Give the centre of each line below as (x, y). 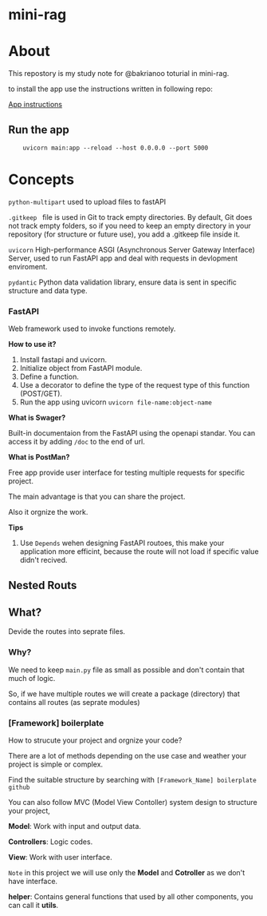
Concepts (41, 179)
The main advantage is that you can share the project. (97, 496)
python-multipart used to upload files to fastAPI (87, 201)
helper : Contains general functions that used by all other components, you (131, 896)
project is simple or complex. (56, 764)
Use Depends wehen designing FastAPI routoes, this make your (122, 543)
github (19, 787)
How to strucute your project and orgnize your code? (95, 740)
